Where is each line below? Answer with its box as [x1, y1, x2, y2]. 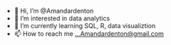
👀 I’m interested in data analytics [14, 14, 110, 22]
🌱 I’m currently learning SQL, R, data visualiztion [14, 22, 156, 30]
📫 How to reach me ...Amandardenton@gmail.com [14, 30, 164, 38]
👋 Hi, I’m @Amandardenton [14, 7, 94, 15]
